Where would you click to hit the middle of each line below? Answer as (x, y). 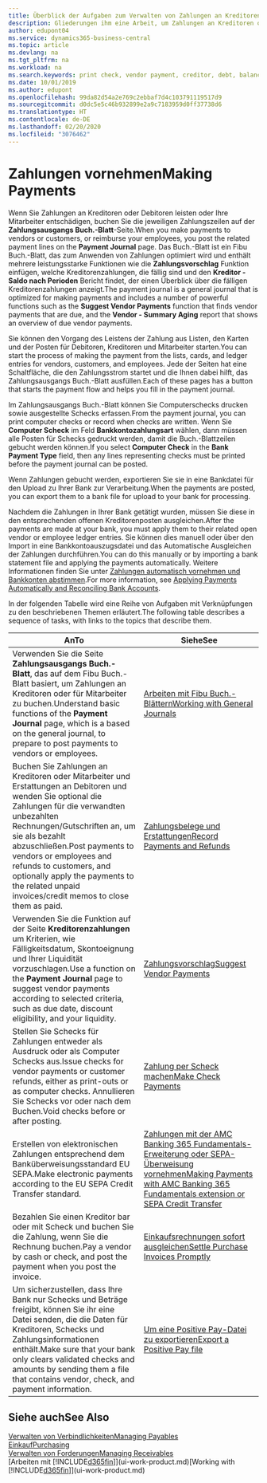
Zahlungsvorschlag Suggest (195, 963)
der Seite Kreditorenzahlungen (71, 928)
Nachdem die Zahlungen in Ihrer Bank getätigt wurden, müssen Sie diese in (132, 512)
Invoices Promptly (177, 1257)
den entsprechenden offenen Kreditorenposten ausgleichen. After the (121, 520)
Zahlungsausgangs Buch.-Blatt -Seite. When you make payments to (120, 230)
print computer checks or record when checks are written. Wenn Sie (120, 421)
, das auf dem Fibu (64, 673)
